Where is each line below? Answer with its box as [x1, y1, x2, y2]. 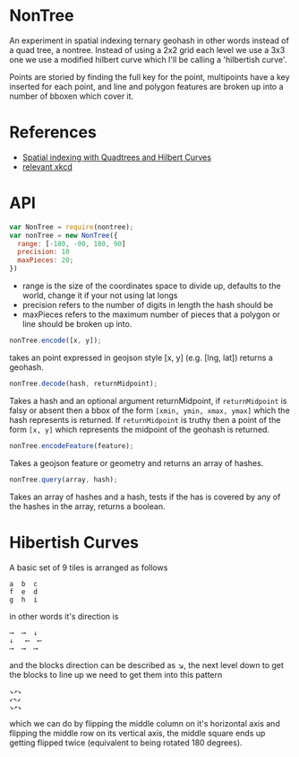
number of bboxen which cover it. [9, 91, 134, 101]
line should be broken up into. [21, 319, 132, 330]
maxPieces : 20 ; [17, 256, 74, 265]
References [9, 122, 97, 143]
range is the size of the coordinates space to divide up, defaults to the [21, 280, 281, 292]
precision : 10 [17, 248, 70, 257]
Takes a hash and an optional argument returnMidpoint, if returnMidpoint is [9, 395, 287, 406]
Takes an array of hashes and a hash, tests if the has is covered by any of [9, 491, 281, 502]
